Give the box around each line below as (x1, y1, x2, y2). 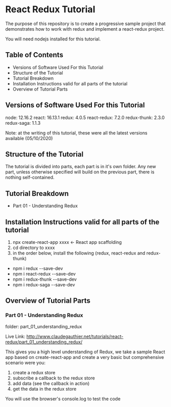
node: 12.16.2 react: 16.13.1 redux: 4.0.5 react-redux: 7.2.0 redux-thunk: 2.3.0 (5, 114, 165, 121)
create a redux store (12, 369, 56, 375)
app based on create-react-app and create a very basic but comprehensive (5, 354, 164, 360)
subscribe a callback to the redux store (12, 375, 95, 381)
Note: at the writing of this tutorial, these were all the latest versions (5, 129, 148, 136)
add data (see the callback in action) (12, 380, 90, 387)
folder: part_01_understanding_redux (5, 323, 82, 329)
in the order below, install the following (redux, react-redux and (12, 250, 145, 256)
